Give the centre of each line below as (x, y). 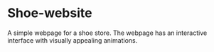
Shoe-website (50, 13)
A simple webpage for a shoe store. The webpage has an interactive (107, 33)
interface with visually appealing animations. (73, 40)
